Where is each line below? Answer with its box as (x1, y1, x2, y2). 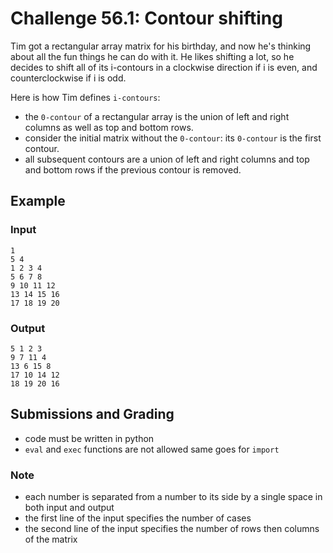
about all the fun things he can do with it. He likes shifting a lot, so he (10, 50, 295, 62)
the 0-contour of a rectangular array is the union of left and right (24, 110, 290, 122)
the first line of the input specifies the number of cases (24, 512, 252, 524)
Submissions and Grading (10, 406, 175, 423)
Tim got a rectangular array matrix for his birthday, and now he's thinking (10, 40, 312, 52)
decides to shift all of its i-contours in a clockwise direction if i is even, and (10, 61, 318, 73)
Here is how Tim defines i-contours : (10, 91, 161, 103)
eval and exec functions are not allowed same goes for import (24, 443, 280, 455)
